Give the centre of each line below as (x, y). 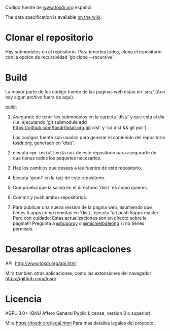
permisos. (23, 228)
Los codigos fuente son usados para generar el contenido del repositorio (89, 137)
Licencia (24, 299)
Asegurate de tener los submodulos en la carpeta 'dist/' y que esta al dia (89, 117)
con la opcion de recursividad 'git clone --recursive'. (60, 57)
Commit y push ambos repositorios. (50, 197)
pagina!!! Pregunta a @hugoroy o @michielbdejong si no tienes (78, 223)
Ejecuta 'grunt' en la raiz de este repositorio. (59, 178)
